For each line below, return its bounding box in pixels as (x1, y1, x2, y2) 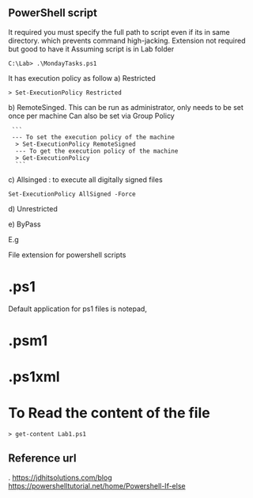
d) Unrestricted (8, 203, 58, 213)
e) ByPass (8, 219, 41, 229)
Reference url (8, 451, 77, 466)
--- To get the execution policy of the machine (15, 146, 179, 155)
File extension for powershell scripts (8, 249, 126, 260)
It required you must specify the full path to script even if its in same (8, 27, 231, 36)
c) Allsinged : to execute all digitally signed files (8, 174, 164, 184)
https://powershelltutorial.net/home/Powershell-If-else (8, 481, 186, 490)
